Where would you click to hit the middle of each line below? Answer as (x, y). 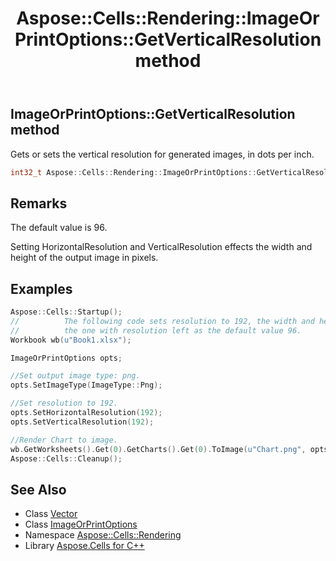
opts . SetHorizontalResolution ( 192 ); (86, 413)
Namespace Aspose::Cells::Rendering (103, 535)
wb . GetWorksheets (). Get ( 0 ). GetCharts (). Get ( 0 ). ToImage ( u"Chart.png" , (158, 449)
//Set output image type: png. (75, 376)
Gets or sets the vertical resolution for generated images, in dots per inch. (162, 154)
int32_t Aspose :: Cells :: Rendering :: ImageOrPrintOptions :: (133, 172)
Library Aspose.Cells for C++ (84, 546)
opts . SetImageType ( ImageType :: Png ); (86, 385)
